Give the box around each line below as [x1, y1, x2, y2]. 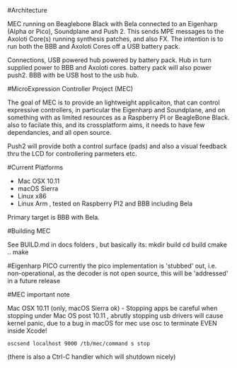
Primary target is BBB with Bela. [7, 213, 100, 221]
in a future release [7, 277, 61, 285]
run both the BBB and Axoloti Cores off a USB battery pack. [7, 42, 180, 50]
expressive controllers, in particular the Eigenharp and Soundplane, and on [7, 106, 226, 114]
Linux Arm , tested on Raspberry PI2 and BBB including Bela [17, 199, 193, 208]
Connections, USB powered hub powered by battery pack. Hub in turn [7, 56, 212, 64]
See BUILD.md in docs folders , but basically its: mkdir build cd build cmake [7, 240, 228, 249]
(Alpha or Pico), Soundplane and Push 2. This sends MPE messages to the [7, 28, 224, 35]
